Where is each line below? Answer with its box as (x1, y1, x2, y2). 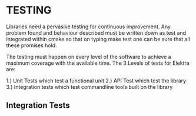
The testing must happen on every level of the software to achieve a (6, 53, 172, 60)
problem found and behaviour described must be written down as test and (6, 29, 187, 36)
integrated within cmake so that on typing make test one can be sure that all (6, 35, 190, 42)
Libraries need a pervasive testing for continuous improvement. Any (6, 23, 171, 30)
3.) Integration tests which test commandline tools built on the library (6, 83, 173, 90)
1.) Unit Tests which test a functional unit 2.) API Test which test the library (6, 77, 187, 84)
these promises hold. (6, 42, 57, 49)
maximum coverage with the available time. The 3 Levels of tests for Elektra (6, 59, 190, 67)
